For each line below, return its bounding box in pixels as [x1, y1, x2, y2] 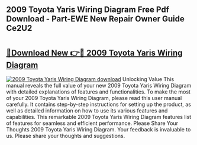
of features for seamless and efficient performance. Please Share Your [6, 120, 179, 127]
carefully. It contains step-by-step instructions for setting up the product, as [6, 101, 191, 108]
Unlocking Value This [122, 76, 175, 82]
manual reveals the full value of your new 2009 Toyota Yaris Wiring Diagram [6, 82, 192, 89]
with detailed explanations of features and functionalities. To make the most [6, 88, 191, 95]
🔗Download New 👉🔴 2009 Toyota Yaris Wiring [6, 47, 183, 58]
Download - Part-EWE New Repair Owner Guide [6, 14, 185, 24]
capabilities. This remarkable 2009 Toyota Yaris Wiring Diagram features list [6, 114, 192, 120]
